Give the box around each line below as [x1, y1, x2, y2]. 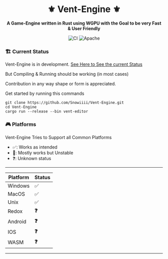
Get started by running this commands [5, 90, 84, 96]
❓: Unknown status [12, 155, 51, 161]
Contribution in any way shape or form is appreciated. [5, 81, 116, 87]
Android [7, 218, 26, 225]
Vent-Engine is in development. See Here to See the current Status [5, 61, 142, 67]
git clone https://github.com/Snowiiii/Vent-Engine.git [5, 100, 124, 105]
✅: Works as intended [12, 144, 57, 150]
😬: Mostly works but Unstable [12, 150, 73, 156]
